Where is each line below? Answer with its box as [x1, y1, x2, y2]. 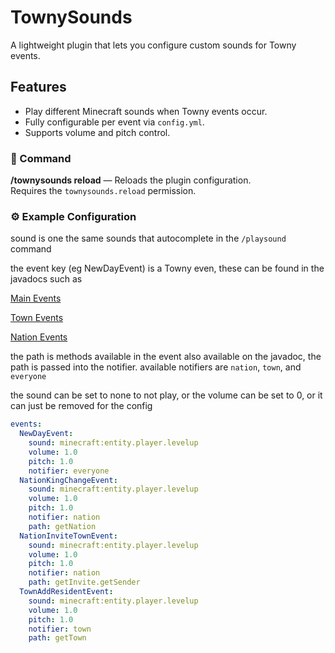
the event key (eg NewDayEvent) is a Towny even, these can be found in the [10, 262, 325, 275]
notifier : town [28, 624, 92, 634]
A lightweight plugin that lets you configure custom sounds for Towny [10, 39, 297, 51]
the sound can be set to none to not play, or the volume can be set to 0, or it [10, 389, 323, 401]
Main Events [10, 292, 62, 305]
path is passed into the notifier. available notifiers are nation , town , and [10, 361, 302, 373]
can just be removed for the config [10, 400, 153, 412]
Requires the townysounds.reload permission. [10, 185, 197, 197]
